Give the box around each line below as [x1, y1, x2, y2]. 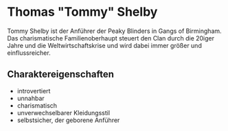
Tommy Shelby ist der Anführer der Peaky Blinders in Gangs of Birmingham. [7, 27, 222, 35]
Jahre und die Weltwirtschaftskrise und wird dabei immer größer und [7, 41, 203, 49]
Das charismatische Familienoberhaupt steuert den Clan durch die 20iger [7, 34, 215, 42]
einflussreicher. [7, 49, 51, 57]
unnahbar [16, 94, 45, 102]
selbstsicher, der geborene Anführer [16, 116, 120, 124]
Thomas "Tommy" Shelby [7, 4, 158, 20]
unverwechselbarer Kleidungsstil [16, 108, 111, 117]
